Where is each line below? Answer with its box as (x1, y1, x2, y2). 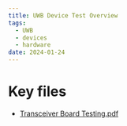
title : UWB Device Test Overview (8, 11, 118, 20)
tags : (8, 19, 26, 27)
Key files (8, 82, 67, 101)
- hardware (15, 41, 51, 49)
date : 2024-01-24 (8, 48, 65, 56)
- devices (15, 33, 47, 42)
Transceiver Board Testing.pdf (19, 109, 119, 118)
